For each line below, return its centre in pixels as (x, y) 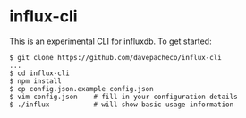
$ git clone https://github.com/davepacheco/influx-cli (115, 57)
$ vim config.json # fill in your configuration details (124, 97)
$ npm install (36, 81)
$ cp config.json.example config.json (81, 88)
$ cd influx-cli (39, 73)
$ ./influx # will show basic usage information (122, 105)
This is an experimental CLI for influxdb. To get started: (110, 41)
